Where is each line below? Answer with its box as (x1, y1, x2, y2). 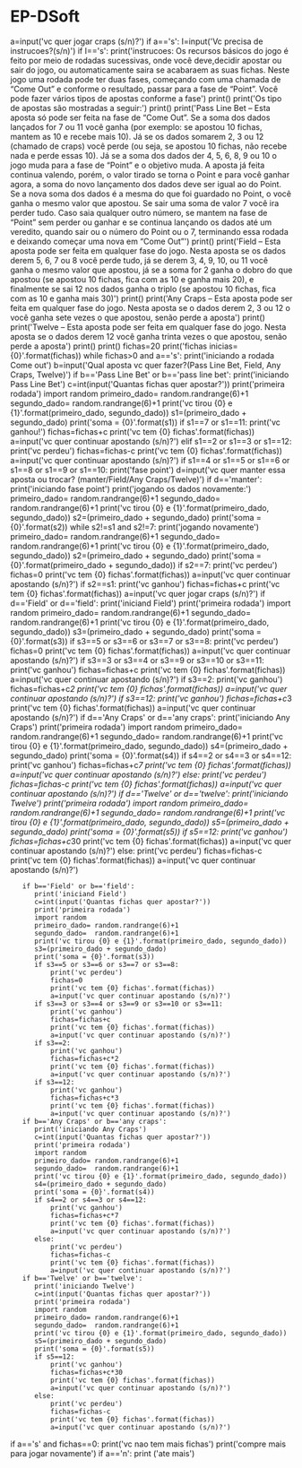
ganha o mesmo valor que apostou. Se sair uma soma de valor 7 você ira (10, 197, 280, 208)
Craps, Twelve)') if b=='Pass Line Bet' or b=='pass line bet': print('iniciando (10, 369, 289, 380)
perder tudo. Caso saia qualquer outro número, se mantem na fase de (10, 207, 268, 218)
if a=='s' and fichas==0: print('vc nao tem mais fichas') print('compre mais (10, 1438, 286, 1449)
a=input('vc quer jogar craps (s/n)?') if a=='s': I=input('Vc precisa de (10, 36, 263, 47)
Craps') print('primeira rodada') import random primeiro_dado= (10, 721, 243, 732)
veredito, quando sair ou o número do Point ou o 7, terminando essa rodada (10, 226, 289, 237)
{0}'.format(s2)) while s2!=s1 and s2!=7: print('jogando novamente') (10, 522, 259, 532)
